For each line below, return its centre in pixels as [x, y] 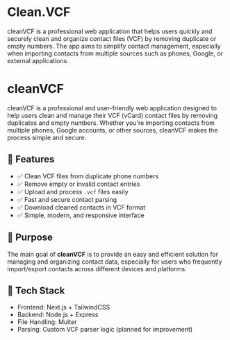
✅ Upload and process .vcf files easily [73, 192]
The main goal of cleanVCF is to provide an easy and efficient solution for [113, 254]
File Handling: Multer [47, 322]
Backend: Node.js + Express [58, 315]
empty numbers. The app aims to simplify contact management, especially [114, 46]
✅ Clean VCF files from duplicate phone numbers [88, 176]
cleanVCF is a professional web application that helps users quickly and [110, 31]
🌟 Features [31, 159]
